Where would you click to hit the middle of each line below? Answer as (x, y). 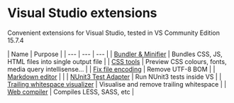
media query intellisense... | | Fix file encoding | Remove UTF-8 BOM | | (111, 69)
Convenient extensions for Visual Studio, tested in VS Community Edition (113, 33)
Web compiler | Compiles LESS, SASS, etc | (71, 92)
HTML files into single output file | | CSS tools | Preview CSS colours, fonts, (117, 61)
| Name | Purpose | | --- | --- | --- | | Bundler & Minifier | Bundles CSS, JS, (115, 54)
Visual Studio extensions (82, 13)
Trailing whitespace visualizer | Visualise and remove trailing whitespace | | (117, 84)
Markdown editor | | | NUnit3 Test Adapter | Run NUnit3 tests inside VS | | (115, 77)
